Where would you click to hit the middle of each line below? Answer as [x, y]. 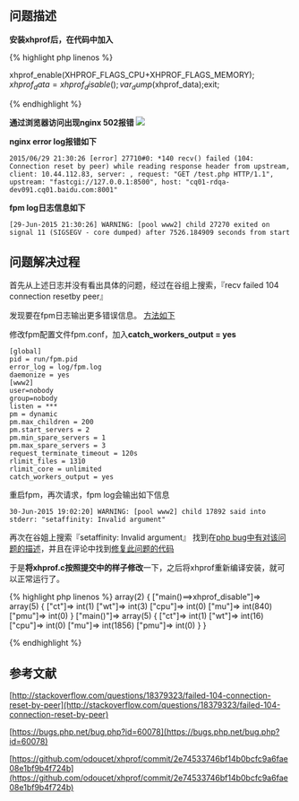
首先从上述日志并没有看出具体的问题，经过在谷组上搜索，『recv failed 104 [144, 285]
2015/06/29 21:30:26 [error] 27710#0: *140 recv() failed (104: [132, 158]
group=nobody [34, 399]
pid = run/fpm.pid [43, 360]
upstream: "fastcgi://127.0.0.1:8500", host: [95, 182]
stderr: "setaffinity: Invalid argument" [88, 520]
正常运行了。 [40, 579]
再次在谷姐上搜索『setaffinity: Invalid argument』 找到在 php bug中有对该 [144, 537]
